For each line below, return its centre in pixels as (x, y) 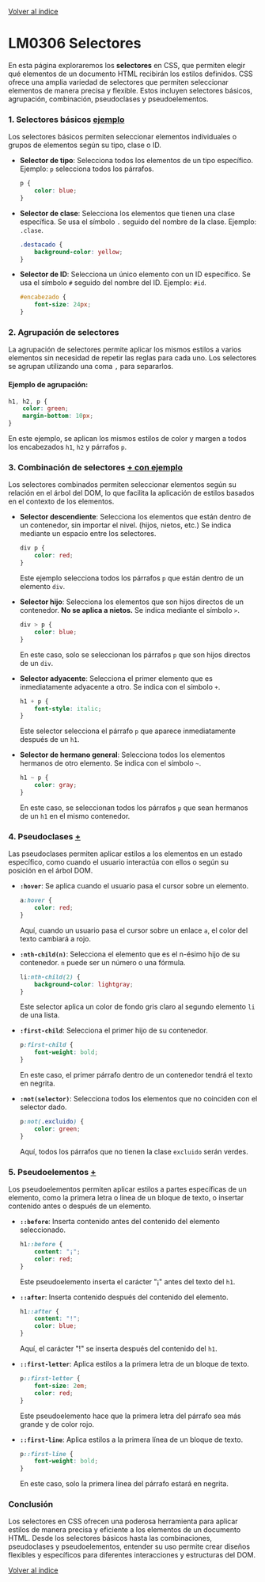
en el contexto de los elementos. (61, 501)
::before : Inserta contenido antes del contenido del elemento (119, 1221)
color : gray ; (56, 785)
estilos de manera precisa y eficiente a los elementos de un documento (125, 1530)
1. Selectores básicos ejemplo (66, 120)
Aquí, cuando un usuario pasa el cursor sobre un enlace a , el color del (134, 930)
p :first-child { (46, 1045)
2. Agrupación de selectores (64, 333)
